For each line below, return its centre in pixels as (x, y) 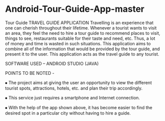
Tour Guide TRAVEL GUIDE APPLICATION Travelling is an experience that (79, 23)
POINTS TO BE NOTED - (30, 73)
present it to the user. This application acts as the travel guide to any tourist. (82, 54)
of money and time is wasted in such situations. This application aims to (78, 43)
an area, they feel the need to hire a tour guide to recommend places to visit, (83, 33)
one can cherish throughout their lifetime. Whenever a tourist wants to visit (81, 28)
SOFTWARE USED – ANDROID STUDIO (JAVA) (52, 63)
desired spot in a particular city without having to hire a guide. (68, 113)
